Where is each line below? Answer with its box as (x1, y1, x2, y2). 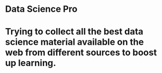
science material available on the (5, 36, 144, 48)
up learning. (5, 58, 56, 69)
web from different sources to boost (5, 47, 157, 58)
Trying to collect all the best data (5, 26, 144, 37)
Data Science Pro (5, 3, 78, 15)
